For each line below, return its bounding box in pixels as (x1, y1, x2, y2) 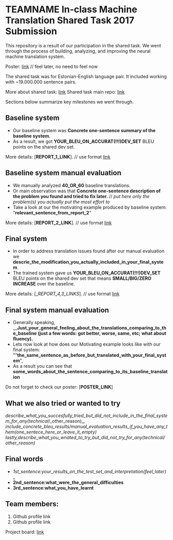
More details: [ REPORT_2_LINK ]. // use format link (5, 220, 112, 226)
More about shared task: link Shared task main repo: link (5, 88, 125, 95)
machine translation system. (5, 53, 65, 60)
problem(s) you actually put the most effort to (12, 199, 110, 205)
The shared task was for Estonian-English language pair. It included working (5, 73, 167, 79)
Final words (5, 455, 44, 463)
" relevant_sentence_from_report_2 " (12, 209, 92, 215)
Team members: (5, 500, 59, 509)
